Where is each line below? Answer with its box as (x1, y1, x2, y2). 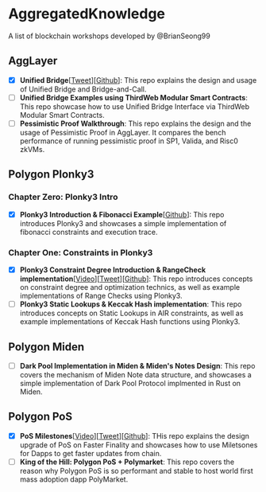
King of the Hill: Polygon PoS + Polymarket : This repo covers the (19, 457, 235, 467)
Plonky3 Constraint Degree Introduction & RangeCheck (19, 264, 206, 275)
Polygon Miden (8, 340, 85, 353)
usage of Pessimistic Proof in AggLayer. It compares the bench (19, 127, 226, 137)
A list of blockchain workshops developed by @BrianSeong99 (8, 31, 210, 41)
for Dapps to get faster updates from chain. (19, 448, 162, 458)
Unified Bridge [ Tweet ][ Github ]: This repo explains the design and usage (19, 75, 257, 84)
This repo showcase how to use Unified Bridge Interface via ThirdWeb (19, 101, 250, 111)
